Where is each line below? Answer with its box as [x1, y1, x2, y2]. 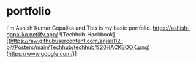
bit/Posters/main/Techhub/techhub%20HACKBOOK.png [6, 44, 148, 51]
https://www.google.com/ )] [8, 50, 77, 57]
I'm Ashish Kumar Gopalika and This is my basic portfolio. [6, 24, 152, 31]
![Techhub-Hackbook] [59, 30, 115, 38]
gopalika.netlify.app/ [6, 30, 58, 38]
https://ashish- [153, 24, 190, 31]
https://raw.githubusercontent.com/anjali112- [10, 37, 124, 44]
